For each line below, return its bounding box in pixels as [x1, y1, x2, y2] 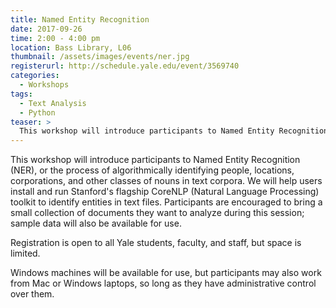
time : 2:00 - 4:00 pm [10, 33, 101, 43]
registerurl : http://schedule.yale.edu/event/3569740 [10, 61, 240, 71]
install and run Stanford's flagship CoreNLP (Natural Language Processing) [10, 186, 320, 198]
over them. [10, 288, 55, 300]
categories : [10, 71, 60, 81]
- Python [19, 107, 56, 118]
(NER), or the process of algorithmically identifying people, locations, [10, 164, 295, 176]
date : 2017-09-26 [10, 24, 83, 34]
